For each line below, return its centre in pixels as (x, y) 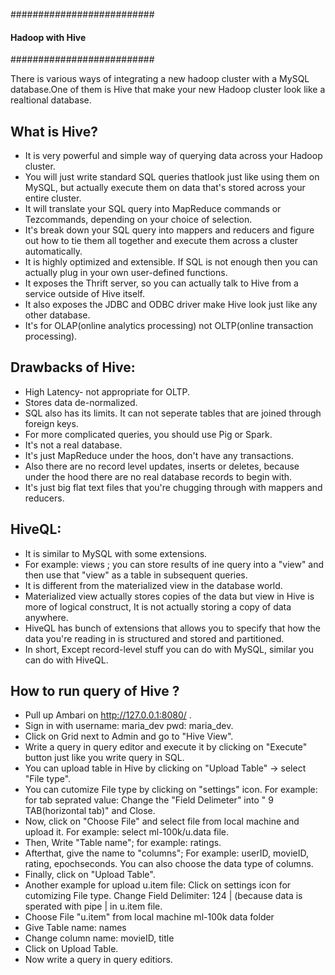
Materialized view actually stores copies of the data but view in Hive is (169, 596)
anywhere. (46, 617)
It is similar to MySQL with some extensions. (116, 553)
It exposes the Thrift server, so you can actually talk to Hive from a (161, 283)
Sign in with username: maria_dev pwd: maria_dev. (129, 726)
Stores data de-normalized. (81, 402)
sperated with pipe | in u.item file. (93, 906)
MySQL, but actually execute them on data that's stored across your (165, 188)
